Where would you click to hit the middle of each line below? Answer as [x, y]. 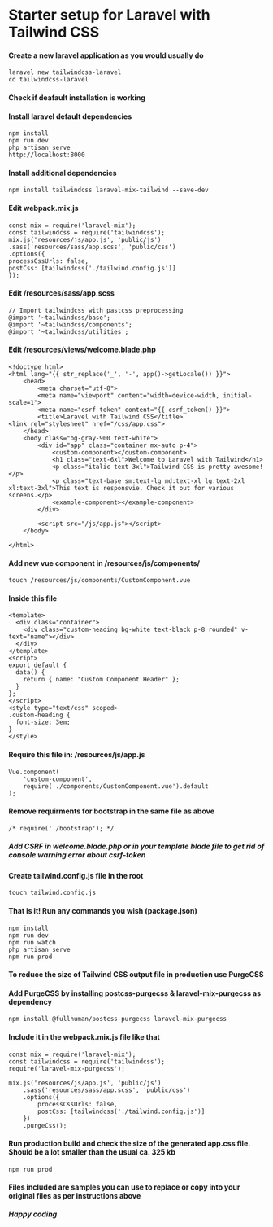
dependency [30, 1001]
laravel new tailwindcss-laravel [65, 72]
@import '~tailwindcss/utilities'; [69, 331]
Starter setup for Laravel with [109, 15]
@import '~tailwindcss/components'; [70, 324]
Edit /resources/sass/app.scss [62, 293]
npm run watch [32, 942]
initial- [238, 396]
